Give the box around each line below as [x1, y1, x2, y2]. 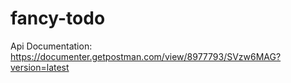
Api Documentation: [10, 40, 93, 52]
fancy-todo [10, 7, 106, 30]
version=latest [10, 61, 70, 73]
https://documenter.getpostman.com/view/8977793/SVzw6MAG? [10, 50, 282, 62]
